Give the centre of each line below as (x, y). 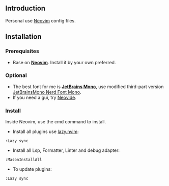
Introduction (25, 8)
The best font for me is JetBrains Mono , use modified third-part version (88, 87)
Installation (23, 37)
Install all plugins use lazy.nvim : (46, 131)
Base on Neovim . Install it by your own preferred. (64, 62)
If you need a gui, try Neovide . (44, 97)
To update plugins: (32, 169)
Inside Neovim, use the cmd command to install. (56, 122)
